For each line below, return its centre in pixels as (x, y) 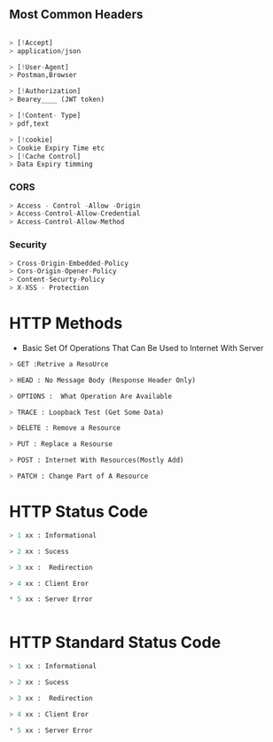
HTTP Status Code (79, 512)
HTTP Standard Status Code (115, 643)
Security (28, 245)
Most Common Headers (76, 15)
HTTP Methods (66, 324)
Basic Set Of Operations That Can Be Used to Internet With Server (143, 348)
